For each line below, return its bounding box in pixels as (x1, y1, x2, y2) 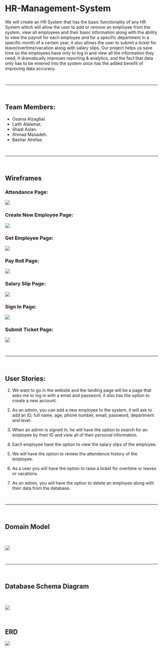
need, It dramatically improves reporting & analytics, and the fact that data (5, 55, 153, 61)
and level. (12, 417, 32, 423)
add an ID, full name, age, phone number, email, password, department (12, 412, 154, 418)
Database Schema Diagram (5, 582, 89, 591)
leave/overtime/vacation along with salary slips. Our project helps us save (5, 45, 153, 51)
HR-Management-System (5, 3, 111, 14)
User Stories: (5, 374, 46, 382)
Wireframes (5, 174, 42, 182)
